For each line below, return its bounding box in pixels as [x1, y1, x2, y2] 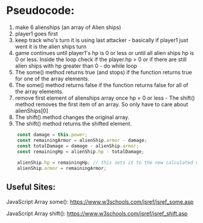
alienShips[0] [14, 107, 48, 114]
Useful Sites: [6, 182, 56, 192]
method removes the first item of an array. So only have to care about [14, 100, 188, 108]
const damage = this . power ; [17, 131, 88, 138]
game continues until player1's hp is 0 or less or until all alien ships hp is [14, 49, 195, 56]
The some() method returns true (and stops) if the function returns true [14, 68, 192, 76]
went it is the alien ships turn [14, 43, 87, 50]
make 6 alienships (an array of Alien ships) [14, 24, 121, 31]
